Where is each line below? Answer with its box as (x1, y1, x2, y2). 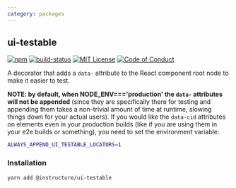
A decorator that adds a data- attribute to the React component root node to (7, 69, 229, 78)
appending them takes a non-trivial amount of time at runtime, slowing (7, 105, 212, 114)
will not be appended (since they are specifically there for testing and (7, 98, 211, 106)
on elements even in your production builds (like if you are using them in (7, 120, 218, 129)
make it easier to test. (7, 76, 71, 85)
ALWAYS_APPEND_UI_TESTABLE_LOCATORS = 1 (7, 141, 122, 148)
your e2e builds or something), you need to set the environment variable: (7, 128, 220, 136)
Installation (7, 158, 47, 168)
